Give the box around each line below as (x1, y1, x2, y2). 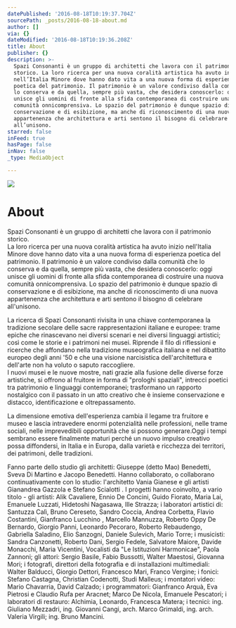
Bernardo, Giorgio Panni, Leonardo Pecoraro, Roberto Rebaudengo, (7, 522, 202, 531)
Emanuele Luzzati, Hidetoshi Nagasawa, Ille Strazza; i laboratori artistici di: (7, 500, 223, 508)
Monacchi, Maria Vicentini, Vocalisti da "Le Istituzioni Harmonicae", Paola (7, 545, 220, 553)
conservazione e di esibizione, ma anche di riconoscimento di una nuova (7, 287, 218, 296)
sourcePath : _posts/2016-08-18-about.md (7, 17, 128, 24)
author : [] (7, 23, 39, 30)
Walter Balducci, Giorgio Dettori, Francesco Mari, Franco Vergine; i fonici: (7, 567, 219, 576)
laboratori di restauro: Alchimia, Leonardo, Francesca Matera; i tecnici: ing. (7, 597, 223, 605)
